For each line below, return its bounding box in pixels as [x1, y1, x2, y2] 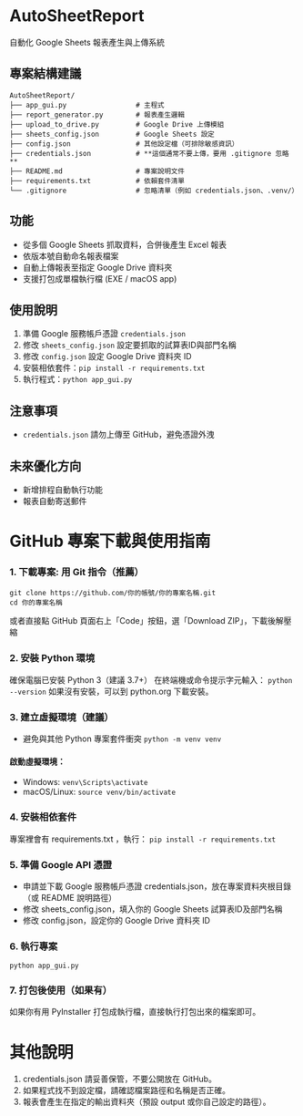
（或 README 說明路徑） [22, 892, 116, 903]
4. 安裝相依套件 [9, 811, 77, 823]
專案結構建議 [9, 66, 82, 82]
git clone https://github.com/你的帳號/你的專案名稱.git [9, 589, 217, 598]
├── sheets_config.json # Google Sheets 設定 [9, 129, 216, 139]
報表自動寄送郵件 [22, 496, 87, 506]
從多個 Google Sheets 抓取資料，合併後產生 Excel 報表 [22, 239, 227, 250]
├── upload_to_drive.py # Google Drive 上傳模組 [9, 119, 225, 129]
